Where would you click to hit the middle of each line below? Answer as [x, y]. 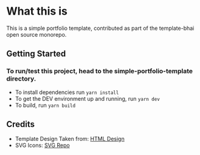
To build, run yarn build [45, 105]
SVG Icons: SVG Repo [42, 145]
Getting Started [36, 54]
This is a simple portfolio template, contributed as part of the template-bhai [100, 28]
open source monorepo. [36, 34]
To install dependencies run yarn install [67, 92]
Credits [21, 124]
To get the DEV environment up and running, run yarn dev [87, 98]
